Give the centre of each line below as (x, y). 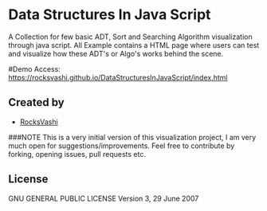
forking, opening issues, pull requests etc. (77, 154)
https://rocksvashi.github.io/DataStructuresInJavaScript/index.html (118, 77)
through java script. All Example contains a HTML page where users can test (134, 45)
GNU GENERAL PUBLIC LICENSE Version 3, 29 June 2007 (104, 198)
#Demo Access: (35, 68)
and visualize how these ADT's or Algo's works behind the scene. (116, 53)
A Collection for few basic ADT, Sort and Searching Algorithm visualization (130, 37)
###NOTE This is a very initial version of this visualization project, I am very (132, 137)
